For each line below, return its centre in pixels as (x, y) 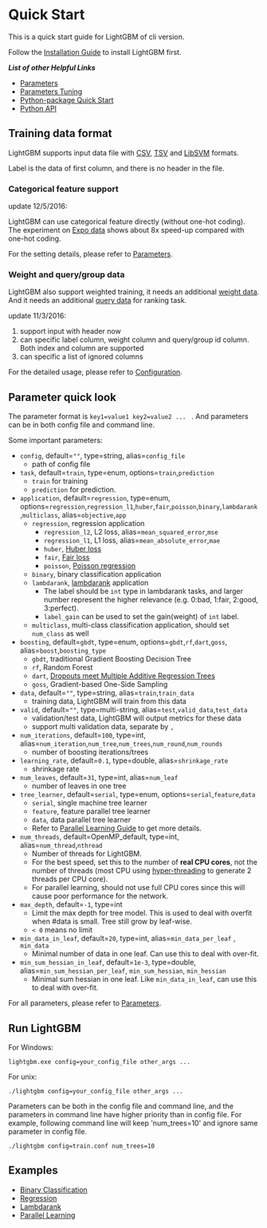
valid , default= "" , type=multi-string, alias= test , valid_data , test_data (133, 710)
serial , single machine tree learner (89, 803)
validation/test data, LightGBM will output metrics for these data (136, 718)
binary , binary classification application (96, 575)
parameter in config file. (48, 1131)
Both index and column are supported (82, 348)
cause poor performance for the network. (100, 896)
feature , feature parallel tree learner (91, 811)
